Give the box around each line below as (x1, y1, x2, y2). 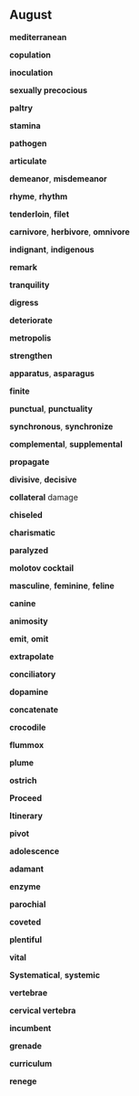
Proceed (9, 792, 43, 803)
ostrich (9, 775, 38, 785)
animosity (9, 616, 48, 627)
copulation (9, 49, 52, 60)
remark (9, 261, 38, 272)
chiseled (9, 509, 43, 520)
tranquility (9, 279, 50, 290)
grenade (9, 1040, 43, 1051)
